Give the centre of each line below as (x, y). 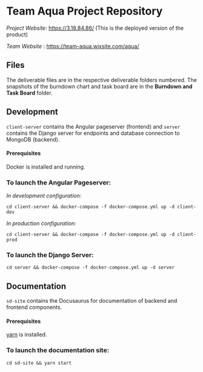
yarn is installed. (27, 334)
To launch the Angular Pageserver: (58, 182)
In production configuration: (41, 223)
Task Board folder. (29, 93)
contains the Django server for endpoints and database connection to (93, 133)
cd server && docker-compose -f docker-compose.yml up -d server (90, 268)
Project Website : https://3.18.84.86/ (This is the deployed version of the (95, 28)
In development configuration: (44, 196)
